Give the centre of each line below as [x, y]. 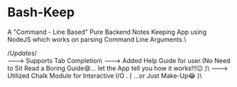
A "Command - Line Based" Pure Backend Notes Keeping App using [107, 32]
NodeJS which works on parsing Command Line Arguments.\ [97, 39]
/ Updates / [22, 53]
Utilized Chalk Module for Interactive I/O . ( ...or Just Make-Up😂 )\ [105, 76]
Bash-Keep [41, 12]
